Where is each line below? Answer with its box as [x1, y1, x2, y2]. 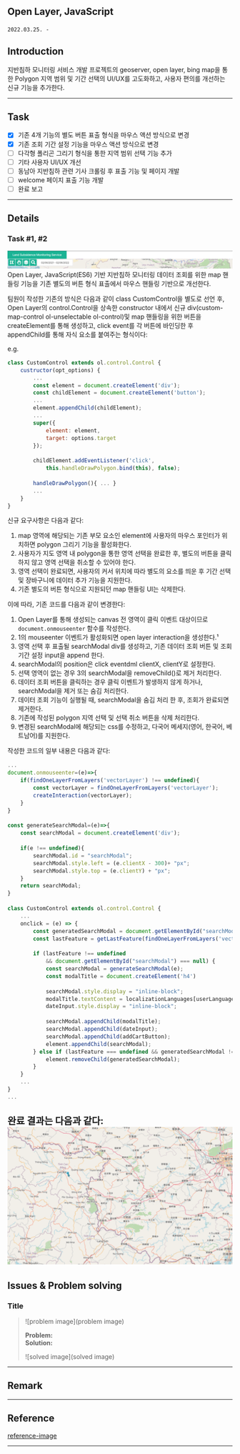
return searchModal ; [20, 882, 81, 890]
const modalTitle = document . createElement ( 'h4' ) [45, 972, 196, 980]
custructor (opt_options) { [20, 367, 101, 374]
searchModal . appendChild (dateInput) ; [45, 1025, 159, 1033]
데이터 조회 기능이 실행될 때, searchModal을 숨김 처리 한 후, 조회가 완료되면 [17, 696, 229, 704]
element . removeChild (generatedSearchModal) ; [45, 1055, 181, 1063]
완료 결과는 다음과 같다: [7, 1115, 104, 1127]
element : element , [45, 427, 101, 434]
